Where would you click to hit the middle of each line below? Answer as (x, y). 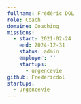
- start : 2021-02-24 (42, 39)
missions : (21, 32)
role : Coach (24, 20)
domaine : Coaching (33, 26)
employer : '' (38, 58)
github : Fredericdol (36, 77)
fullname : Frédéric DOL (41, 13)
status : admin (39, 52)
